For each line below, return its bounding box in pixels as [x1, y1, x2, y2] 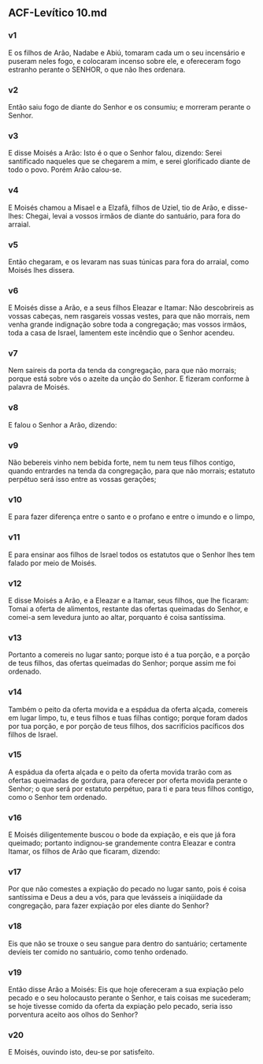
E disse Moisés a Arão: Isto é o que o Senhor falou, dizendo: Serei [8, 148, 222, 158]
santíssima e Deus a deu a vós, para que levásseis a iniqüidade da [8, 893, 223, 902]
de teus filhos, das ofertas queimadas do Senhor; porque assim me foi [8, 659, 236, 668]
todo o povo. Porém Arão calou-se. [8, 165, 122, 174]
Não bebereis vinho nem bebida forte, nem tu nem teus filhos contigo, [8, 457, 236, 468]
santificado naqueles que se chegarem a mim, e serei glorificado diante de [8, 157, 250, 166]
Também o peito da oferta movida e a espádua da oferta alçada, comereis [8, 704, 248, 714]
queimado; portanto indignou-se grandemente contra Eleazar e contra [8, 838, 236, 848]
